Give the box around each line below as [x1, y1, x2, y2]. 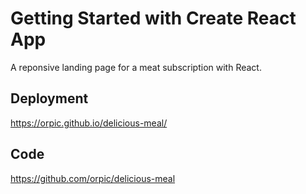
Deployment [10, 90, 89, 107]
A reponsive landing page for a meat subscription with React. [10, 61, 262, 73]
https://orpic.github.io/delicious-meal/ [10, 117, 168, 129]
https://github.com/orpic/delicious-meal [10, 172, 176, 184]
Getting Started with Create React [10, 7, 297, 30]
